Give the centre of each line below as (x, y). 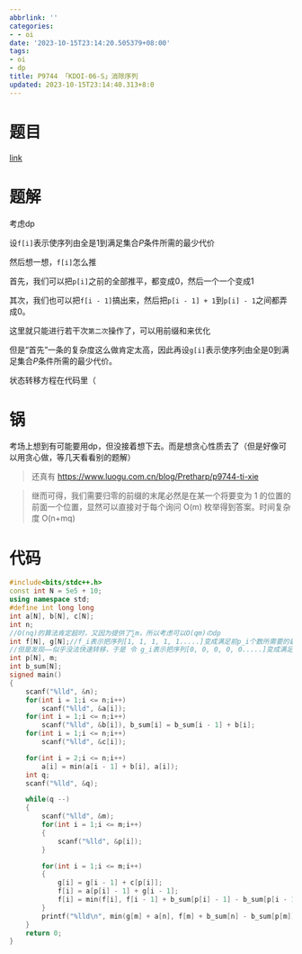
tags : (19, 51)
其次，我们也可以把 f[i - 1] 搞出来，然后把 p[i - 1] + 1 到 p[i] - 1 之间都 (145, 300)
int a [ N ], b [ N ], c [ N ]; (52, 616)
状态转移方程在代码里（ (53, 380)
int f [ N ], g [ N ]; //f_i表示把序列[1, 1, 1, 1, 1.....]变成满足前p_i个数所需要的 (150, 641)
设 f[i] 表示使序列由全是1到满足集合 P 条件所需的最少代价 (112, 242)
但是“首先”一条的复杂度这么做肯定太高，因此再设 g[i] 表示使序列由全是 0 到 (145, 350)
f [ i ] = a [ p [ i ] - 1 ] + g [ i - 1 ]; (118, 891)
